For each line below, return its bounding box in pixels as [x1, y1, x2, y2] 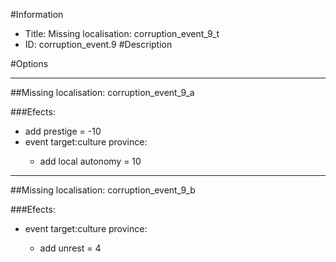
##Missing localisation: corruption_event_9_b [10, 184, 196, 196]
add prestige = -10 [24, 125, 102, 137]
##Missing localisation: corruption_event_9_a [10, 87, 195, 98]
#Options [10, 58, 49, 69]
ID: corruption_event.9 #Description [24, 39, 173, 50]
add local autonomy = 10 [39, 155, 142, 167]
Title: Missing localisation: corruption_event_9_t [24, 28, 220, 39]
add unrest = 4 [39, 242, 102, 254]
